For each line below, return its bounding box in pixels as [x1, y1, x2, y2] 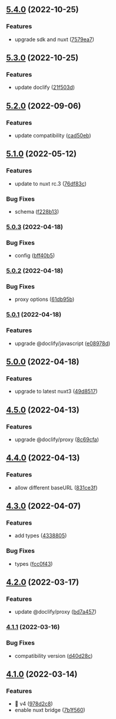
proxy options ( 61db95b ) [14, 296, 75, 303]
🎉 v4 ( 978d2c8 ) [14, 700, 53, 707]
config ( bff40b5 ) [14, 252, 55, 259]
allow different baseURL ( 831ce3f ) [14, 484, 98, 491]
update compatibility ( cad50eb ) [14, 132, 91, 139]
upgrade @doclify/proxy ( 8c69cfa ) [14, 436, 99, 443]
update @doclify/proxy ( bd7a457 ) [14, 608, 97, 615]
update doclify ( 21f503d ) [14, 84, 75, 91]
